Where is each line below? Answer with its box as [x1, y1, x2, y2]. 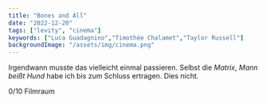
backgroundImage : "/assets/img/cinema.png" [8, 41, 155, 49]
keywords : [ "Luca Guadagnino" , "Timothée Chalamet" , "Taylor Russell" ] [8, 33, 244, 42]
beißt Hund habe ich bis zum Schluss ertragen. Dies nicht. [8, 71, 199, 81]
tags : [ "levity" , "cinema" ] [8, 26, 102, 34]
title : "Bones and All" [8, 11, 88, 20]
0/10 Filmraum [8, 86, 56, 96]
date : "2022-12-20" [8, 19, 73, 27]
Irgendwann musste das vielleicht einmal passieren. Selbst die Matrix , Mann [8, 63, 259, 72]
